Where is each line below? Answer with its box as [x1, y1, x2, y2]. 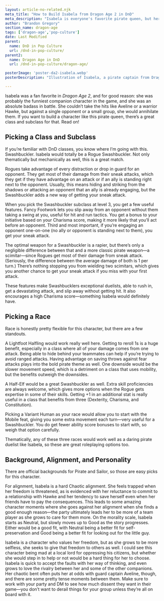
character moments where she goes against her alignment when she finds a [5, 504, 158, 510]
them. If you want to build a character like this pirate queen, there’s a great [5, 114, 155, 119]
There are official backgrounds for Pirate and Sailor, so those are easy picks [5, 468, 158, 475]
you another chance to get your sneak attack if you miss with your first [5, 268, 147, 274]
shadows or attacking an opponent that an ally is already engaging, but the [5, 186, 156, 192]
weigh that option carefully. [5, 427, 60, 433]
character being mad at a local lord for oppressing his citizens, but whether [5, 550, 156, 556]
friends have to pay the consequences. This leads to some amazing [5, 499, 142, 505]
